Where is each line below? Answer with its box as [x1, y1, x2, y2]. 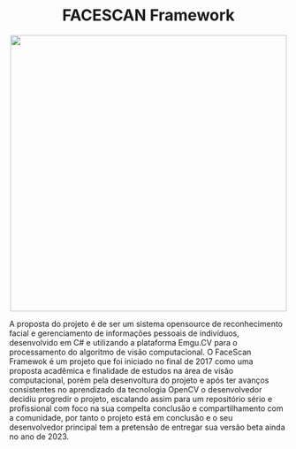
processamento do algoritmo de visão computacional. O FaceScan [9, 346, 252, 357]
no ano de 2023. [9, 430, 70, 442]
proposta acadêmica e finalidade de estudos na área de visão [9, 365, 234, 376]
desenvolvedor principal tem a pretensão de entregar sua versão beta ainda [9, 422, 285, 432]
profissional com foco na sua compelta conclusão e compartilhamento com [9, 403, 285, 414]
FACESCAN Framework [61, 5, 236, 26]
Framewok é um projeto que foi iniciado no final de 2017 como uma [9, 355, 254, 367]
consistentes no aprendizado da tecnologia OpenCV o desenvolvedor [9, 384, 262, 394]
